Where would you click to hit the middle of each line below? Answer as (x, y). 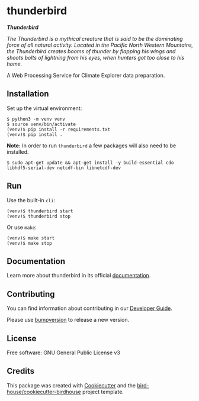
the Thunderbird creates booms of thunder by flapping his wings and (91, 51)
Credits (21, 371)
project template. (103, 392)
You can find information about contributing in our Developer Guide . (89, 308)
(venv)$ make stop (29, 243)
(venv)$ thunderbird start (40, 211)
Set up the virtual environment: (44, 108)
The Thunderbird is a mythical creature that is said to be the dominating (95, 38)
